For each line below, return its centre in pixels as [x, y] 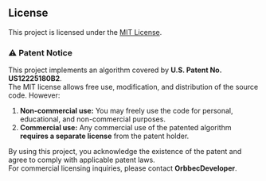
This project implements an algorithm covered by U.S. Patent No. [115, 70]
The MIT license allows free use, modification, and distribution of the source [133, 87]
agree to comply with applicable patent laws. [82, 160]
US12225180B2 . [35, 79]
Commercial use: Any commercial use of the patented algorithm [125, 128]
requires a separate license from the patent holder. [104, 136]
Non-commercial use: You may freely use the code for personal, [126, 111]
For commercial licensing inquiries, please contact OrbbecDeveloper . [123, 168]
